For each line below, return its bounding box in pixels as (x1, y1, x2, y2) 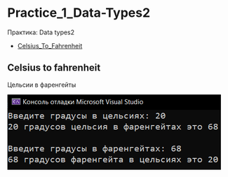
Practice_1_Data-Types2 (7, 5, 151, 21)
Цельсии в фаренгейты (7, 80, 76, 89)
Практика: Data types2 (7, 28, 75, 36)
